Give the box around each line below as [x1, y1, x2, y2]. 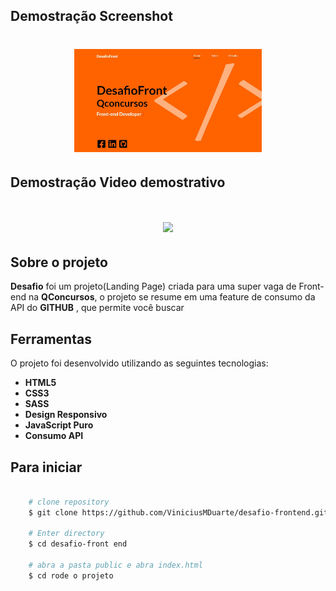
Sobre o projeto [10, 254, 108, 271]
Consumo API [24, 430, 84, 442]
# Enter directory [28, 529, 105, 539]
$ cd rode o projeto [28, 570, 114, 581]
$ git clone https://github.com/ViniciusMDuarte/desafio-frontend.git [28, 507, 329, 518]
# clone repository [28, 497, 110, 507]
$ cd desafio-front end [28, 539, 128, 549]
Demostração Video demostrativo [10, 174, 226, 191]
